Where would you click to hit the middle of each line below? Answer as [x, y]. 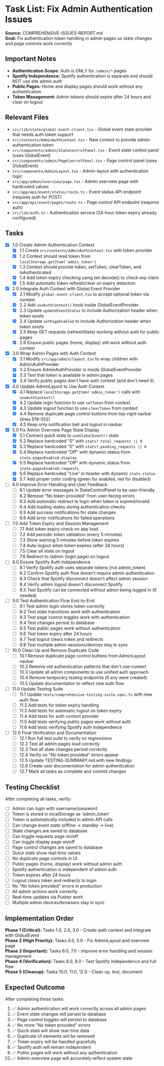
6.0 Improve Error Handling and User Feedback [60, 484]
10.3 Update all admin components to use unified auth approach [84, 672]
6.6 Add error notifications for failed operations [67, 518]
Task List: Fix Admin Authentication [79, 9]
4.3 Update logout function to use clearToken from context [79, 408]
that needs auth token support [43, 134]
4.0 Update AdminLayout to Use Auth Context [58, 386]
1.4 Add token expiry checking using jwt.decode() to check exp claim [89, 278]
